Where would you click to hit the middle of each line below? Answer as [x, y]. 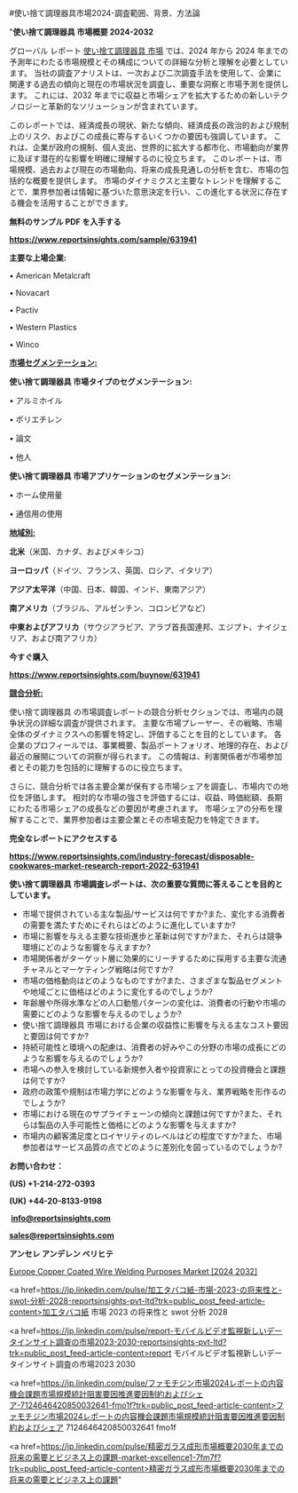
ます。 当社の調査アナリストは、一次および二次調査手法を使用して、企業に [145, 73]
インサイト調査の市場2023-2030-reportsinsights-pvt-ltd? [122, 1342]
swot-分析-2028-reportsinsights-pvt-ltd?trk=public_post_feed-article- [137, 1301]
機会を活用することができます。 [74, 203]
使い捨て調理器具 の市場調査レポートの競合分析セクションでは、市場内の [142, 712]
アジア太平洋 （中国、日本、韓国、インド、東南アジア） [110, 589]
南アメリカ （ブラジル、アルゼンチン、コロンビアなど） [110, 608]
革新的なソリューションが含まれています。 [125, 106]
